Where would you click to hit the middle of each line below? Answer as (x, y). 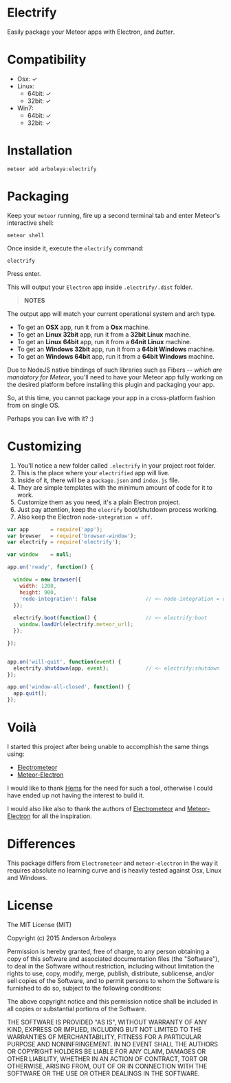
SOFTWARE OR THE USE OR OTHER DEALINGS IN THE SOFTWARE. (103, 1073)
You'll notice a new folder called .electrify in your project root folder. (116, 465)
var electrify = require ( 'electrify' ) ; (64, 542)
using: (16, 754)
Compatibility (47, 60)
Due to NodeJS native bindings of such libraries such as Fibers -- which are (115, 370)
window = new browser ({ (47, 580)
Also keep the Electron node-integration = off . (85, 517)
